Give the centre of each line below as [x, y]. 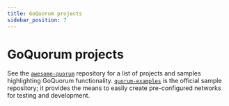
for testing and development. [49, 96]
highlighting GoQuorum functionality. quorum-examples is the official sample [114, 81]
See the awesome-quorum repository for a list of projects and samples [104, 73]
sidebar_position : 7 [37, 20]
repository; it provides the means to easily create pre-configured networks [114, 88]
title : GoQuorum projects [45, 14]
